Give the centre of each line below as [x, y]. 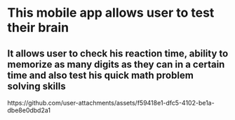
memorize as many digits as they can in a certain [116, 64]
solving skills [36, 86]
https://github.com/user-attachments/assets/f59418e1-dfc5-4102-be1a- [111, 103]
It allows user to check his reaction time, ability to [118, 53]
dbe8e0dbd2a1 [29, 110]
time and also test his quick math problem [101, 75]
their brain [38, 28]
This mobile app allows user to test [111, 13]
